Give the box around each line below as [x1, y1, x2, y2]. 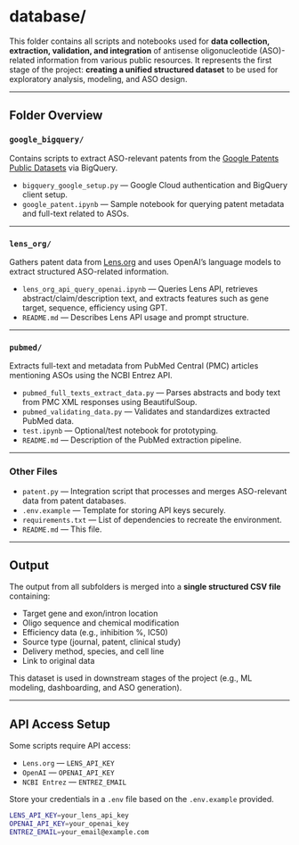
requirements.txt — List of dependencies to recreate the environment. [21, 514, 282, 525]
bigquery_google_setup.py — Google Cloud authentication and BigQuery [21, 179, 287, 190]
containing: [9, 591, 51, 601]
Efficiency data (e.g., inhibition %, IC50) [21, 627, 169, 638]
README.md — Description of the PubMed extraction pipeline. [21, 435, 242, 445]
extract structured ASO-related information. [9, 266, 169, 277]
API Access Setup [9, 717, 111, 732]
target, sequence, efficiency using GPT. [21, 302, 168, 313]
